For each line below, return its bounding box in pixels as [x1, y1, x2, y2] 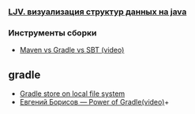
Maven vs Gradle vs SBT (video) [19, 46, 125, 55]
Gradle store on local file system [19, 89, 126, 98]
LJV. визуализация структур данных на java [8, 6, 187, 17]
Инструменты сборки [8, 27, 97, 38]
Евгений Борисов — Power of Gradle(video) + [19, 97, 170, 107]
